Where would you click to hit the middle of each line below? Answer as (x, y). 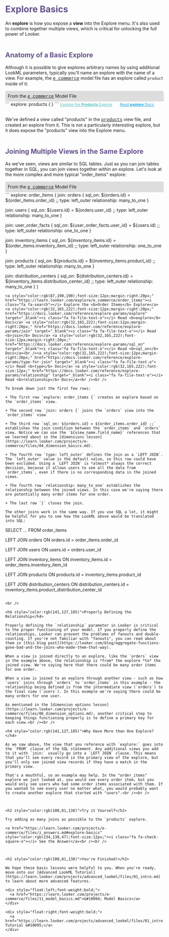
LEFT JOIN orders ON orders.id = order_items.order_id (62, 540)
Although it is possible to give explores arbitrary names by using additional (82, 67)
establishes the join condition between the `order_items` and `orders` (83, 428)
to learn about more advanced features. (48, 881)
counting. (16, 639)
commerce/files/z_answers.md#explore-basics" (54, 833)
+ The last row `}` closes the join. (45, 503)
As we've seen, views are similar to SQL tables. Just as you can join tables (82, 164)
